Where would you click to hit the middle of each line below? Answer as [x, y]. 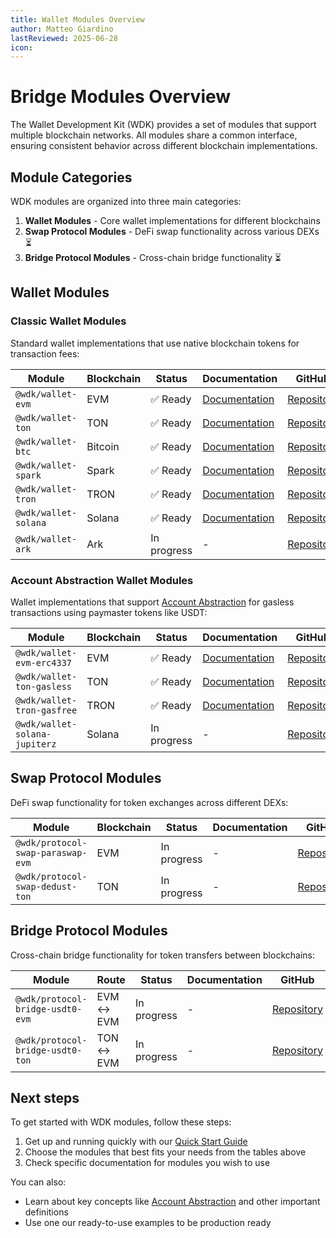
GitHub [297, 979]
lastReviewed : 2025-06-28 [64, 38]
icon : [21, 47]
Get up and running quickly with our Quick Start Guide [136, 1142]
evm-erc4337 [44, 662]
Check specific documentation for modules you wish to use [147, 1163]
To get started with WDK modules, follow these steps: [121, 1122]
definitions [46, 1212]
